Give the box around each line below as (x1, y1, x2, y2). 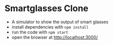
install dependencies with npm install (11, 24, 89, 30)
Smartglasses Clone (4, 3, 89, 14)
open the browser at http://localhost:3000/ (11, 34, 98, 40)
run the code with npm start (11, 29, 68, 35)
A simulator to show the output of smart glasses (11, 19, 109, 25)
